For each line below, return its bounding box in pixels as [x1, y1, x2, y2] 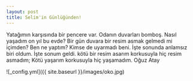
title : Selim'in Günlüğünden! [6, 14, 82, 20]
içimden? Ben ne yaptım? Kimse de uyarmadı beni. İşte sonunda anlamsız [6, 43, 188, 51]
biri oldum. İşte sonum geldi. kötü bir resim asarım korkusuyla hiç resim [6, 50, 182, 57]
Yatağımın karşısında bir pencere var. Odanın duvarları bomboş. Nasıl [6, 31, 177, 38]
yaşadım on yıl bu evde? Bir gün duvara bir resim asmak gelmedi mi [6, 37, 173, 44]
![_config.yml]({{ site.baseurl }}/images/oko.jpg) [6, 68, 125, 75]
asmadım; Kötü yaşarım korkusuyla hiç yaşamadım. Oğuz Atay [6, 56, 160, 64]
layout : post [6, 8, 39, 15]
